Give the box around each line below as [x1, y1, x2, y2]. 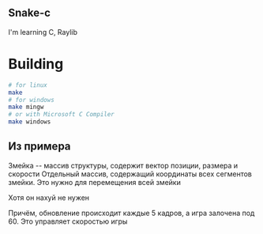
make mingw [8, 103, 44, 111]
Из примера [8, 140, 71, 153]
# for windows [8, 96, 55, 104]
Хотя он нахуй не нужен [8, 193, 89, 202]
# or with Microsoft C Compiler [8, 111, 115, 119]
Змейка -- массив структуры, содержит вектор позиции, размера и [8, 160, 239, 170]
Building [8, 55, 64, 73]
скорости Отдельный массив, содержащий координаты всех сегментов [8, 169, 253, 179]
